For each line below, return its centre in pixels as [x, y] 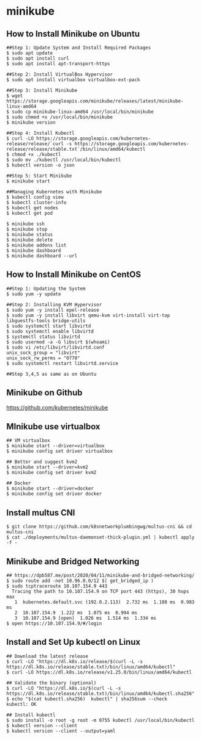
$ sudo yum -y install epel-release [53, 310]
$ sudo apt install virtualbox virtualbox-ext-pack [73, 80]
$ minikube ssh [26, 224]
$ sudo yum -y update [34, 294]
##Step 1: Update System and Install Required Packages [79, 48]
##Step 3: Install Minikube [42, 90]
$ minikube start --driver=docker [50, 489]
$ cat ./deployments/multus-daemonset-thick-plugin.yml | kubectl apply [100, 537]
